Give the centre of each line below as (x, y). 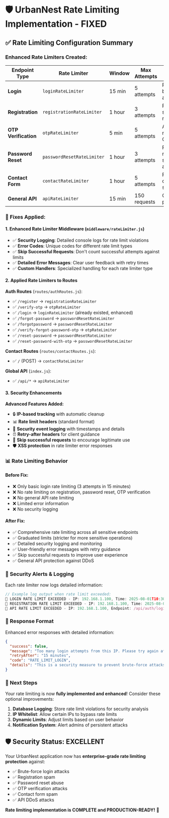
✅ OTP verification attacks (40, 789)
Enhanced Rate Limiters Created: (46, 57)
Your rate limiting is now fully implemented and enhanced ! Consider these (83, 694)
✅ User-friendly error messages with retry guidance (66, 549)
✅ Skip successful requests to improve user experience (70, 555)
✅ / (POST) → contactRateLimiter (48, 361)
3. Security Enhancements (33, 393)
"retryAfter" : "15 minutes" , (40, 656)
